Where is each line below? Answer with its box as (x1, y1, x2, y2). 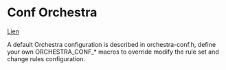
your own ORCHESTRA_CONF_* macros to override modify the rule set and (7, 48, 220, 56)
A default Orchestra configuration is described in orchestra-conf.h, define (7, 40, 216, 48)
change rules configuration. (7, 54, 86, 63)
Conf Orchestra (7, 5, 98, 20)
